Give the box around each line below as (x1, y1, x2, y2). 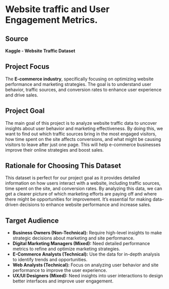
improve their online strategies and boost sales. (5, 147, 104, 153)
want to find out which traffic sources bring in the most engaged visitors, (5, 130, 157, 137)
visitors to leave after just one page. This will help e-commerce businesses (5, 141, 161, 148)
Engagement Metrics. (5, 14, 98, 26)
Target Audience (5, 216, 59, 225)
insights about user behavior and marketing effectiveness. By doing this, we (5, 125, 163, 131)
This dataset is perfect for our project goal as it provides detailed (5, 175, 140, 181)
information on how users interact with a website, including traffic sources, (5, 180, 161, 186)
